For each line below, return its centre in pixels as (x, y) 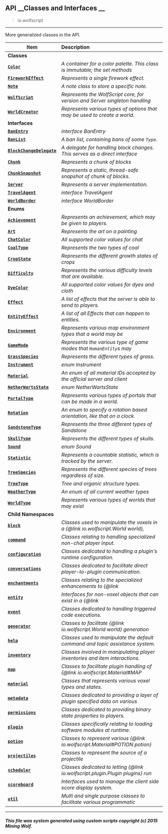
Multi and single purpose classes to (103, 795)
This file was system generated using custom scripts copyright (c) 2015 (81, 821)
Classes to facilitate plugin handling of (106, 666)
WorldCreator (23, 112)
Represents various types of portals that (109, 395)
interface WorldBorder (87, 201)
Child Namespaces (31, 514)
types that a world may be (92, 334)
